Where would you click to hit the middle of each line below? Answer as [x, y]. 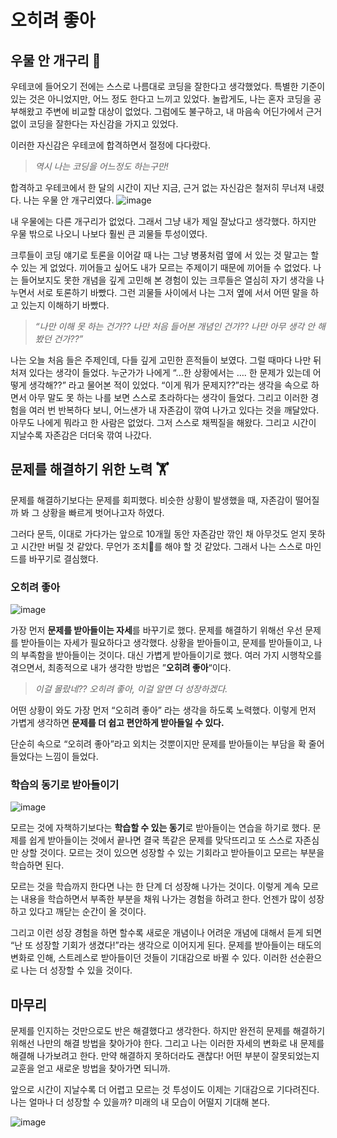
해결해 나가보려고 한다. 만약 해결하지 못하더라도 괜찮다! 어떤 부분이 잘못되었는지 [165, 1056]
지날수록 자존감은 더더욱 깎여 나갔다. [81, 435]
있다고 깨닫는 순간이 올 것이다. [87, 912]
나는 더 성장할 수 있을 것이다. [76, 970]
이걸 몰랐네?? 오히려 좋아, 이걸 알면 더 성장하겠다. [131, 689]
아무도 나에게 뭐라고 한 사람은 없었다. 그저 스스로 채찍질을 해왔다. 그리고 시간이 [163, 422]
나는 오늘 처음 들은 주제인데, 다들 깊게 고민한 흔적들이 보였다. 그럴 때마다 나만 [161, 360]
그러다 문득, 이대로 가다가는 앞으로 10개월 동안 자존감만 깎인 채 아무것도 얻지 [159, 533]
